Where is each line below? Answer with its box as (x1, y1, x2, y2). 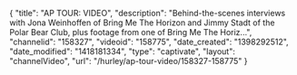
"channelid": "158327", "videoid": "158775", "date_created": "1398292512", (9, 36, 289, 47)
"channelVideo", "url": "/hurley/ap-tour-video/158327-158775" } (9, 56, 248, 66)
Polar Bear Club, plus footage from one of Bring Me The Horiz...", (9, 27, 252, 37)
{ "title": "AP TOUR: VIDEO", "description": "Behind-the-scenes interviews (9, 8, 286, 18)
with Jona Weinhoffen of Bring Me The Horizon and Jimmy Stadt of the (9, 17, 275, 28)
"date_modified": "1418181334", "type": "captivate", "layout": (9, 46, 236, 57)
